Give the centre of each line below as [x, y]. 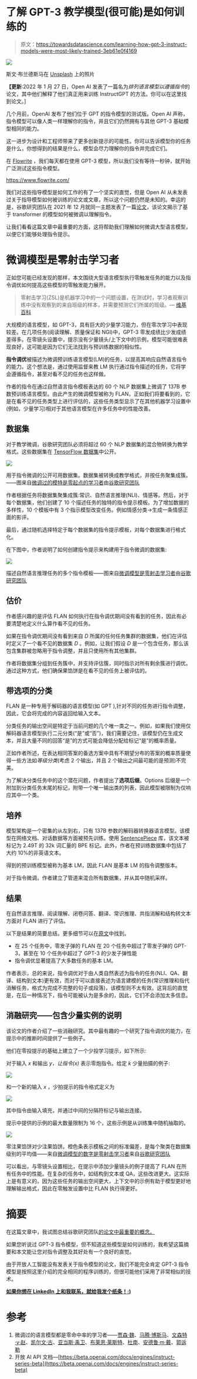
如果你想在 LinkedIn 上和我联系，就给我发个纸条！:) [69, 1291]
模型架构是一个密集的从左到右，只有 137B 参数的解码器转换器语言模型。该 [96, 831]
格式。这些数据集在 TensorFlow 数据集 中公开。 [63, 452]
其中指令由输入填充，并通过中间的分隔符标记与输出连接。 [75, 1110]
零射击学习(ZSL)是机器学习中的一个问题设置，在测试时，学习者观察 [101, 297]
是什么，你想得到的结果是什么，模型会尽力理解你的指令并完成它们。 [88, 148]
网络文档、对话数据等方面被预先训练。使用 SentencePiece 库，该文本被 [103, 838]
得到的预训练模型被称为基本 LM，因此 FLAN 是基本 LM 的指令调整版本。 [93, 866]
